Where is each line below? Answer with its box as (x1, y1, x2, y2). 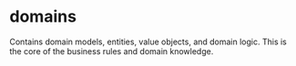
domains (9, 6, 77, 27)
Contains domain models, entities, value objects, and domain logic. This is (9, 36, 287, 47)
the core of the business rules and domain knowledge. (9, 45, 214, 56)
